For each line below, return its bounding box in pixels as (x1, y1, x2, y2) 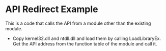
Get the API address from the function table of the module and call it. (12, 40, 157, 46)
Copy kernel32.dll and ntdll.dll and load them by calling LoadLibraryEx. (12, 35, 161, 41)
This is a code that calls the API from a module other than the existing (5, 20, 151, 26)
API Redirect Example (5, 4, 98, 15)
